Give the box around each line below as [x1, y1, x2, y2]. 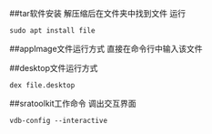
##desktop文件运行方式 [9, 63, 98, 73]
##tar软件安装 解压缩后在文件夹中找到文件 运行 [9, 8, 187, 18]
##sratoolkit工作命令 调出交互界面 [9, 98, 136, 108]
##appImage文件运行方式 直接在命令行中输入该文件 [9, 44, 203, 54]
